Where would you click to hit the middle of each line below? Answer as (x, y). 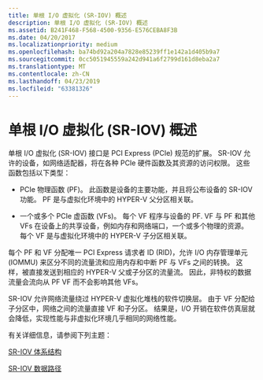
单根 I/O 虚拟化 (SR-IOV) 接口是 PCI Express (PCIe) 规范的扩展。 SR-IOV (125, 153)
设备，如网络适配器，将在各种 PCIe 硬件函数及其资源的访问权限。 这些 (136, 163)
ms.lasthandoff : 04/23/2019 (54, 81)
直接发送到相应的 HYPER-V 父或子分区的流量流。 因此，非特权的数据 (140, 272)
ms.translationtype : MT (47, 67)
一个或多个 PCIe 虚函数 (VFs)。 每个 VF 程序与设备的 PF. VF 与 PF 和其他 (137, 216)
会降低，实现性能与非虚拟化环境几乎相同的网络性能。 (94, 319)
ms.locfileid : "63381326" (50, 89)
